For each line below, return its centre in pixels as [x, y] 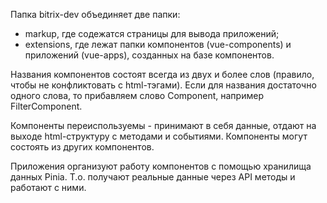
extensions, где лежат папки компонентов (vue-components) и [158, 44]
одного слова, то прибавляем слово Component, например [137, 95]
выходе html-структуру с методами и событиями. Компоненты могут [159, 136]
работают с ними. [48, 187]
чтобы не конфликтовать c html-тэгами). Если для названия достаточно [163, 85]
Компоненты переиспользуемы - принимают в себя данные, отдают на [163, 125]
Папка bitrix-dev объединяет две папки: [95, 14]
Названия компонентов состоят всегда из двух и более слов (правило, [162, 74]
